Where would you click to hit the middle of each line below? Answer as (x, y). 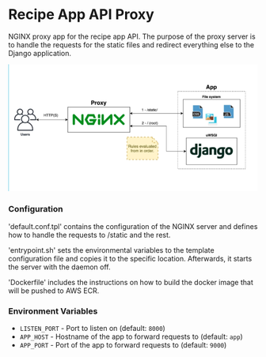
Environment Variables (53, 311)
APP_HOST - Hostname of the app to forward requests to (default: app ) (131, 336)
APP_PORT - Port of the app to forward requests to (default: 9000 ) (123, 345)
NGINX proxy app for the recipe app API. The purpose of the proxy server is (132, 36)
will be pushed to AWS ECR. (54, 291)
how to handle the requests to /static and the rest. (89, 235)
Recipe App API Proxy (81, 15)
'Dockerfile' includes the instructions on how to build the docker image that (131, 282)
